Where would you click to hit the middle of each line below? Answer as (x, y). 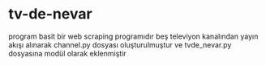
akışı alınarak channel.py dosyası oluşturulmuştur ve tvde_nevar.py (120, 44)
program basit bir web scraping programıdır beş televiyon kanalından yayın (133, 36)
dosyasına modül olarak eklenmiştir (68, 53)
